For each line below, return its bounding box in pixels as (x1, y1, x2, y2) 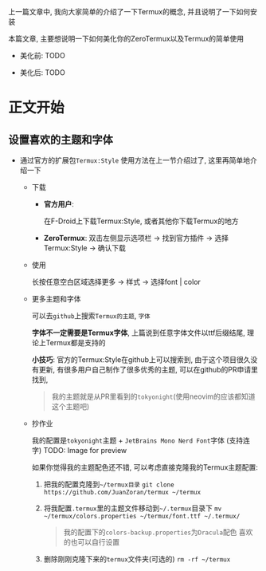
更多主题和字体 (31, 294, 81, 303)
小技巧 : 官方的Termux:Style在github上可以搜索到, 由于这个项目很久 (31, 355, 251, 364)
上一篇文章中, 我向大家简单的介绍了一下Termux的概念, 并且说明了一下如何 (8, 7, 251, 16)
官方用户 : (43, 199, 74, 209)
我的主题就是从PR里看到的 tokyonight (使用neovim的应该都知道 (51, 392, 256, 401)
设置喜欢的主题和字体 (8, 132, 113, 146)
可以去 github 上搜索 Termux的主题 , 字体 (31, 311, 151, 321)
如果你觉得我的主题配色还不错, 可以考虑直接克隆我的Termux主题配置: (31, 463, 259, 472)
